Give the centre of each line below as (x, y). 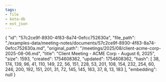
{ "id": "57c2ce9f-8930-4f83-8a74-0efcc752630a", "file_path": (70, 38)
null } (10, 75)
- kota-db (15, 19)
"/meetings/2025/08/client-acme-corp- (121, 48)
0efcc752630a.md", (26, 48)
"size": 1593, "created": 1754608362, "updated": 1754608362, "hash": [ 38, (83, 59)
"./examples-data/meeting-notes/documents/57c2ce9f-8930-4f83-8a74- (81, 43)
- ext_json (16, 24)
